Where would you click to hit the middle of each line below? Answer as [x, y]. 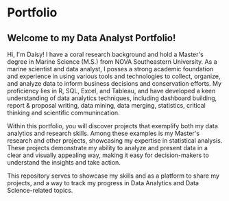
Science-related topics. [40, 190]
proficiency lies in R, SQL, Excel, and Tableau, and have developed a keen [111, 91]
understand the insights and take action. [64, 162]
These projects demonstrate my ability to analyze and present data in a [107, 148]
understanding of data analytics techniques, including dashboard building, [112, 98]
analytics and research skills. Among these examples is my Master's [104, 133]
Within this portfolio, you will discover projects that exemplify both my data [112, 126]
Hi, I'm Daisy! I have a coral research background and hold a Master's [105, 54]
